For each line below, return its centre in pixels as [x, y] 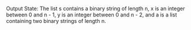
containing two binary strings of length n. [56, 21]
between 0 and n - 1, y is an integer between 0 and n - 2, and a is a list [92, 15]
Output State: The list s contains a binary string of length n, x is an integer [95, 9]
